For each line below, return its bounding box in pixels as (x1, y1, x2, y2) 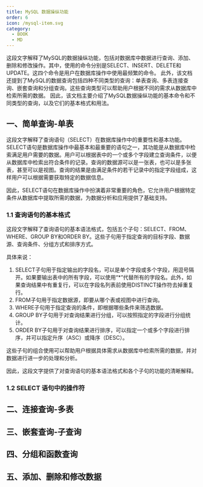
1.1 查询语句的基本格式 (6, 211, 71, 219)
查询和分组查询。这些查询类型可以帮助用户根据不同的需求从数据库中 (27, 84, 197, 91)
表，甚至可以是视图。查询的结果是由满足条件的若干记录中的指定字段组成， (6, 166, 192, 173)
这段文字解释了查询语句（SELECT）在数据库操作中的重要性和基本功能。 (6, 136, 185, 143)
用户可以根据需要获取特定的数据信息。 (11, 173, 107, 181)
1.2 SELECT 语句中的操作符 (6, 384, 85, 392)
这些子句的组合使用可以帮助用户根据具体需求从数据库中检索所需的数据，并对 (6, 347, 197, 354)
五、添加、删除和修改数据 (6, 471, 101, 482)
